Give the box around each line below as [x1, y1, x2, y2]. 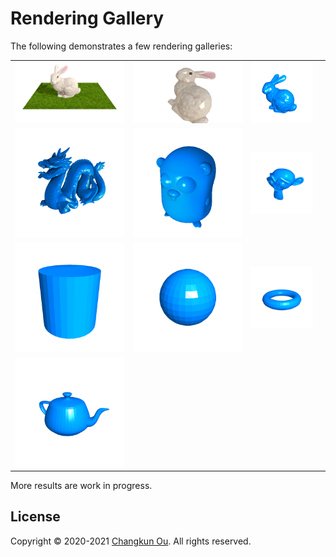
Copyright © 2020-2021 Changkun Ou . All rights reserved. [10, 535, 252, 547]
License [10, 508, 61, 526]
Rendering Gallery [10, 7, 165, 30]
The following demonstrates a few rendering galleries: [10, 40, 233, 52]
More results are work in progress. [10, 479, 153, 491]
